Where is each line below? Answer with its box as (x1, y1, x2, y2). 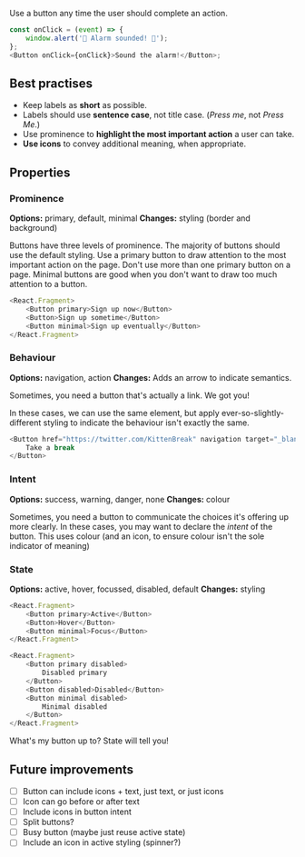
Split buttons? (22, 817, 74, 828)
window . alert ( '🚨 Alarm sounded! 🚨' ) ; (25, 34, 169, 43)
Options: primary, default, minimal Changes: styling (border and (9, 213, 251, 224)
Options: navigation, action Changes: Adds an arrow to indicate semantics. (9, 372, 292, 383)
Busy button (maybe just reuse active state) (22, 827, 186, 838)
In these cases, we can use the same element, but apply (9, 407, 220, 418)
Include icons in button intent (22, 806, 132, 817)
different (9, 417, 42, 428)
